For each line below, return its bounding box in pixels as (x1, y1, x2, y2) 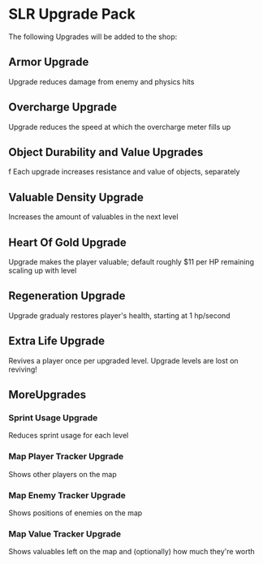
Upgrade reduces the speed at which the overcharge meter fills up (8, 122, 231, 131)
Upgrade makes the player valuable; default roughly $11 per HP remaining (8, 257, 254, 266)
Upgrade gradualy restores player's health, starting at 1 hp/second (8, 310, 231, 321)
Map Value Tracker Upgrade (8, 528, 122, 540)
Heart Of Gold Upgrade (8, 235, 127, 249)
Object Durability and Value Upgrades (8, 145, 204, 159)
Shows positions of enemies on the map (8, 508, 143, 518)
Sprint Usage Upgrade (8, 411, 98, 423)
